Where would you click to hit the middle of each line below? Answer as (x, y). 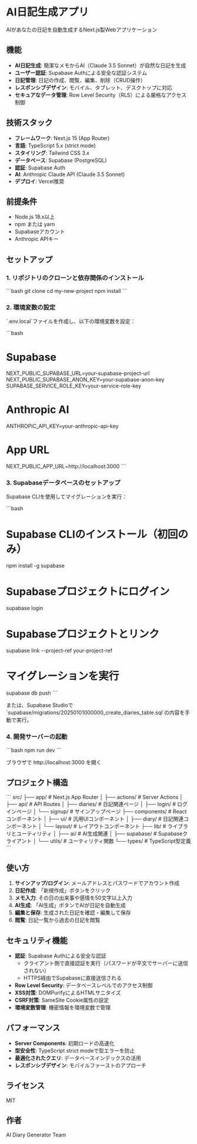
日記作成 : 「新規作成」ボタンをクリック (62, 891)
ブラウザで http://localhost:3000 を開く (54, 762)
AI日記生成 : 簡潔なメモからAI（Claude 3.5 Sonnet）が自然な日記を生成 (100, 65)
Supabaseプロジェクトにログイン (88, 591)
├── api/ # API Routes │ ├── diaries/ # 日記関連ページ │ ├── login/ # (91, 804)
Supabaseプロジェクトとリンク (83, 634)
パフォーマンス (33, 1028)
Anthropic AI (38, 410)
